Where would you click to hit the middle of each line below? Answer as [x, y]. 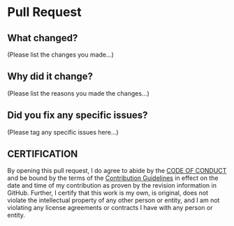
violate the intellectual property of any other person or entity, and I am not [114, 200]
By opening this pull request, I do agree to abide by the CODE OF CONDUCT [117, 171]
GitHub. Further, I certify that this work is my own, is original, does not [108, 193]
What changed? [43, 38]
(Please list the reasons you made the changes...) [79, 93]
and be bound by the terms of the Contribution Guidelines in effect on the [113, 178]
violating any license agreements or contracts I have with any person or [110, 208]
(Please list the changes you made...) [60, 54]
